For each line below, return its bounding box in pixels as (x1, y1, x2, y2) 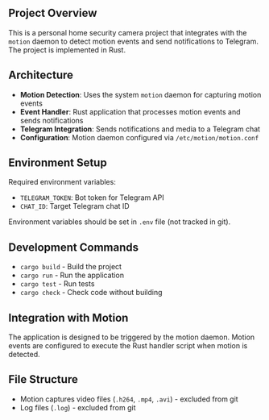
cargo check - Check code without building (19, 288, 163, 297)
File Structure (8, 372, 78, 386)
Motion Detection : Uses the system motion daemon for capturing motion (19, 89, 262, 99)
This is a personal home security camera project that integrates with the (8, 27, 247, 37)
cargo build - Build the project (19, 262, 122, 272)
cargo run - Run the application (19, 270, 125, 281)
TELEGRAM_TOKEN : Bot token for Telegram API (19, 193, 164, 202)
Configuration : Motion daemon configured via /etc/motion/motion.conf (19, 132, 259, 142)
